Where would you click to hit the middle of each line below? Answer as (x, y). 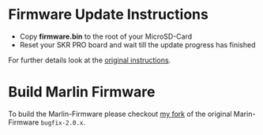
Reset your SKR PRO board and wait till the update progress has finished (137, 44)
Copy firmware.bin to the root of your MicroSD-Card (106, 36)
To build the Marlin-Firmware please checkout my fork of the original (120, 114)
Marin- (244, 114)
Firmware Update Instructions (109, 15)
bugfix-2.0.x (62, 123)
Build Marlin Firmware (82, 92)
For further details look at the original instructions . (90, 60)
